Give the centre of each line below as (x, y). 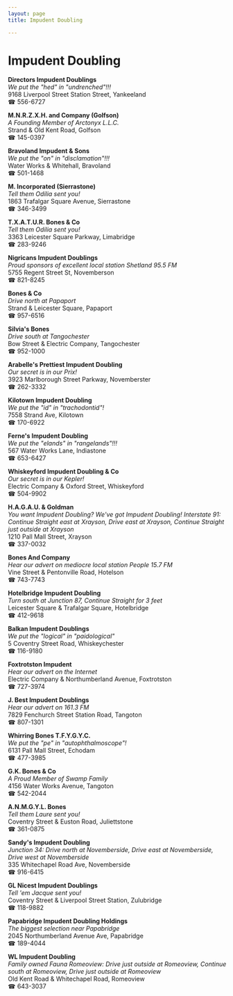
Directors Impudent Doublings (52, 80)
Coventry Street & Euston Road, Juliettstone (71, 822)
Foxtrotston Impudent (40, 664)
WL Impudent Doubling (42, 957)
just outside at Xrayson (41, 530)
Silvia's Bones (29, 329)
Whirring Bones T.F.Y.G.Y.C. (49, 736)
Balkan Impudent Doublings (49, 629)
